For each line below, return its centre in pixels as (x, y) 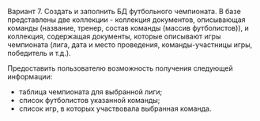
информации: (30, 77)
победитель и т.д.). (40, 53)
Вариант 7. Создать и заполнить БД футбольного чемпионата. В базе (124, 11)
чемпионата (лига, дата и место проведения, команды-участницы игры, (130, 45)
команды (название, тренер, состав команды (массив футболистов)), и (128, 28)
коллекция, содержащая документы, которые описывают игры (114, 36)
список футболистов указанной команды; (89, 100)
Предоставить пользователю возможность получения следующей (121, 68)
